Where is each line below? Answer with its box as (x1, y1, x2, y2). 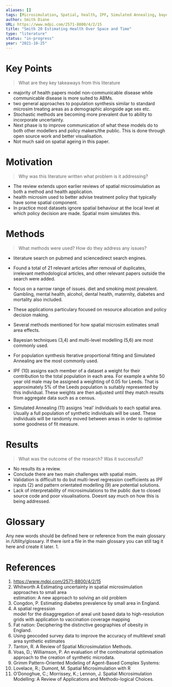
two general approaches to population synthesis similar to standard (13, 100, 155, 106)
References (6, 561, 56, 573)
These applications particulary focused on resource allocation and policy (13, 306, 167, 312)
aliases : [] (6, 7, 31, 13)
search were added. (13, 275, 56, 281)
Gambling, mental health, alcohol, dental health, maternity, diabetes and (13, 291, 165, 297)
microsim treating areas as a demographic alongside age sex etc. (13, 106, 151, 112)
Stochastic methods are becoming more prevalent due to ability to (13, 111, 153, 117)
